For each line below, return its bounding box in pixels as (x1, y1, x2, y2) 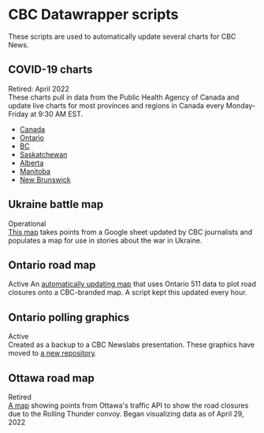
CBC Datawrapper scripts (8, 6, 179, 24)
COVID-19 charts (8, 63, 93, 77)
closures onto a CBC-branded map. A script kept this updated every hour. (8, 288, 247, 297)
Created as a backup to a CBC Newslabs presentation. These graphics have (8, 340, 255, 349)
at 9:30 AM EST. (30, 109, 84, 119)
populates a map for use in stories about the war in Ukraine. (8, 235, 203, 245)
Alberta (19, 158, 44, 168)
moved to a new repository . (8, 348, 97, 358)
